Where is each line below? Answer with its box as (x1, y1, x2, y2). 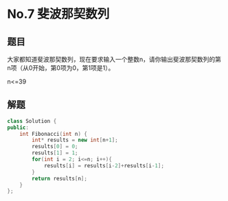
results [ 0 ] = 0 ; (32, 143, 78, 150)
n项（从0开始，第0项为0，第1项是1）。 (7, 64, 115, 72)
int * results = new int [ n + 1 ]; (32, 137, 118, 144)
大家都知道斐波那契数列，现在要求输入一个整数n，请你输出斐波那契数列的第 (7, 56, 222, 63)
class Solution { (7, 117, 57, 124)
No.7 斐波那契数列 (7, 6, 110, 22)
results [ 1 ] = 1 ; (32, 150, 78, 156)
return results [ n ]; (32, 175, 88, 182)
